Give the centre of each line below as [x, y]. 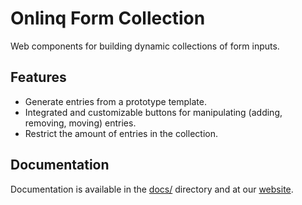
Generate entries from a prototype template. [115, 101]
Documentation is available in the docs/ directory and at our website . [152, 189]
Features [38, 77]
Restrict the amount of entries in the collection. [121, 133]
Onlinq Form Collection [108, 18]
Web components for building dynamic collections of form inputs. [145, 46]
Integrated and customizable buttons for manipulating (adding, [153, 112]
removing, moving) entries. [80, 123]
